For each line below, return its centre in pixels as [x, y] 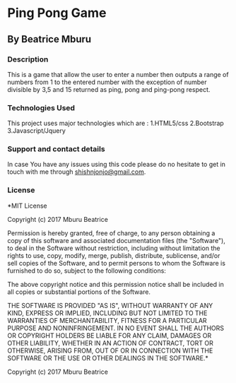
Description [28, 59]
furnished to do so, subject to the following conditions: [87, 271]
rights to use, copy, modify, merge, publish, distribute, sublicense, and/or [114, 255]
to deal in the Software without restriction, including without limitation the [114, 248]
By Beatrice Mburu [49, 39]
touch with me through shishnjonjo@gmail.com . [77, 172]
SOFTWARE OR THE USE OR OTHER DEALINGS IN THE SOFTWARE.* [108, 358]
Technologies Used [41, 107]
